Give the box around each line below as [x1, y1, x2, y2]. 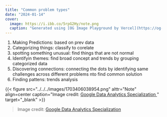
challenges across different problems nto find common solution [12, 71, 143, 77]
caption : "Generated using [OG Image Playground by [9, 26, 119, 31]
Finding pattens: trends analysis [12, 77, 78, 83]
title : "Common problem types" [5, 7, 70, 12]
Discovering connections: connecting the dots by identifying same [12, 66, 149, 72]
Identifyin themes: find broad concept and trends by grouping [12, 55, 139, 61]
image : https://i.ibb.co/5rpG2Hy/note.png [9, 21, 99, 26]
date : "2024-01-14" [5, 12, 46, 17]
